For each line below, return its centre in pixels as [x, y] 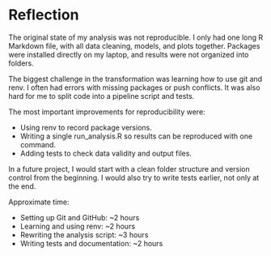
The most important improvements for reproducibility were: [107, 112]
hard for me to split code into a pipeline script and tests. [102, 96]
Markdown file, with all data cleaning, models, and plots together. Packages [134, 45]
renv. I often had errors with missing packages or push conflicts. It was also [134, 87]
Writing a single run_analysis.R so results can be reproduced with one [136, 136]
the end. [22, 186]
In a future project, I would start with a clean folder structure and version [129, 169]
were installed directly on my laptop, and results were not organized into [129, 54]
